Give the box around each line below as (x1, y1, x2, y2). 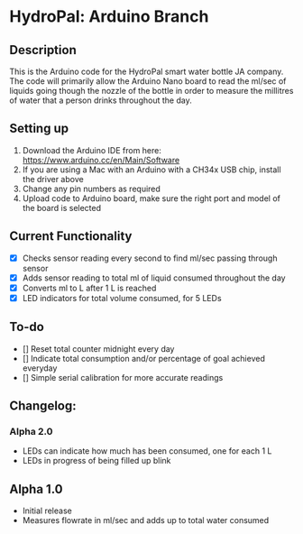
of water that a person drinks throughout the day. (9, 95, 192, 106)
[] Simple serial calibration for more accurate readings (22, 372, 224, 382)
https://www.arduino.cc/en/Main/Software (22, 154, 180, 165)
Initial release (22, 505, 72, 516)
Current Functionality (9, 228, 133, 244)
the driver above (22, 173, 84, 184)
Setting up (9, 121, 69, 136)
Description (9, 42, 77, 58)
